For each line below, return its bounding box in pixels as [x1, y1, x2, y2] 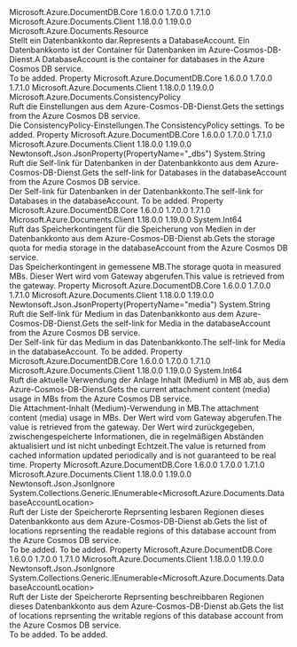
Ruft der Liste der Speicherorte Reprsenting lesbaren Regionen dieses [9, 507, 265, 517]
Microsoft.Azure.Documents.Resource [9, 26, 149, 36]
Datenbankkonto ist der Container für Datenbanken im [9, 44, 207, 55]
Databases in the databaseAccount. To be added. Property [9, 195, 224, 206]
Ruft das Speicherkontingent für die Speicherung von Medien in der [9, 224, 256, 234]
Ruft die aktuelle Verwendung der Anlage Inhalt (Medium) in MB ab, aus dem [9, 375, 289, 385]
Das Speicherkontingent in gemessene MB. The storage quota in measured [9, 262, 282, 272]
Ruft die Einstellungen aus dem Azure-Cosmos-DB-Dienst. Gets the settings [9, 101, 285, 112]
